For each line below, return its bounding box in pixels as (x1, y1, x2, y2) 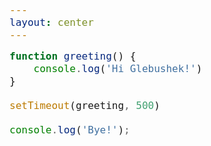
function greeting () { (9, 50, 137, 63)
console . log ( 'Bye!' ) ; (9, 124, 131, 136)
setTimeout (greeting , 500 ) (9, 99, 161, 112)
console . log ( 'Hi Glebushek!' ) (33, 62, 203, 75)
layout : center (9, 16, 94, 29)
